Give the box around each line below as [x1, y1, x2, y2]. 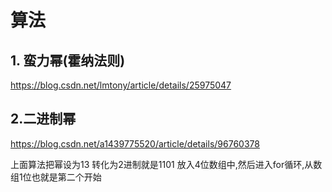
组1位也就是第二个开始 [10, 171, 102, 183]
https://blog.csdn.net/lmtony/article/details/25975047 [10, 79, 232, 91]
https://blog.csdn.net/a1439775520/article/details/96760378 [10, 137, 260, 150]
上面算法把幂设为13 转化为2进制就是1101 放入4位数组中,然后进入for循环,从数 [10, 158, 323, 170]
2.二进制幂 [10, 111, 77, 128]
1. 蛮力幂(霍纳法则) [10, 52, 126, 69]
